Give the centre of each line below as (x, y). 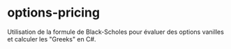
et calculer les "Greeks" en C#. (52, 39)
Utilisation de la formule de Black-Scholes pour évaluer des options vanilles (116, 32)
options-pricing (53, 13)
